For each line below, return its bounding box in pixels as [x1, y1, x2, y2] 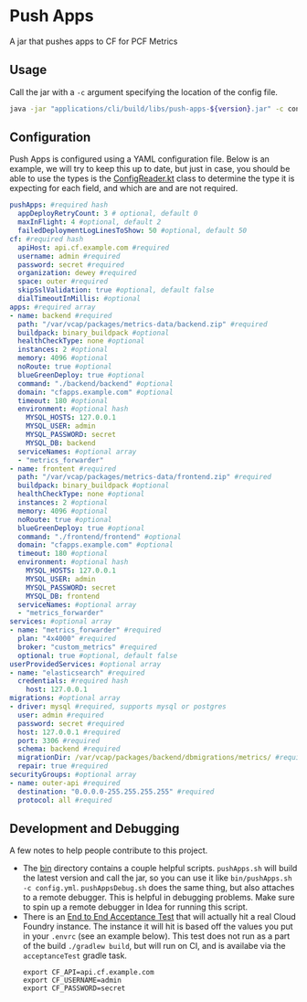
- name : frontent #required [9, 464, 117, 474]
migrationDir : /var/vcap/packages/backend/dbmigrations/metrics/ [17, 753, 272, 762]
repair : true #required [17, 762, 108, 771]
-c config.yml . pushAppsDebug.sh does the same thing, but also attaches [22, 882, 295, 893]
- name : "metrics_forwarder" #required [9, 625, 162, 635]
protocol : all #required [17, 795, 112, 805]
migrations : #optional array [9, 694, 121, 703]
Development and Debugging [9, 820, 180, 837]
